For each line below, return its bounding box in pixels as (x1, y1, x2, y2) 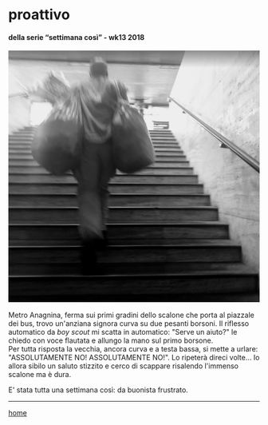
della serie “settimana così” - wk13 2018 (8, 32, 145, 42)
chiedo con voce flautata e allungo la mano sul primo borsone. (8, 336, 214, 345)
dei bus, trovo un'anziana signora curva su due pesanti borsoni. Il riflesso (8, 319, 250, 328)
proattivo (8, 6, 70, 24)
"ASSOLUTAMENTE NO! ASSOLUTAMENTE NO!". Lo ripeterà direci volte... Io (8, 353, 260, 363)
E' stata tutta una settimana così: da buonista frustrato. (8, 385, 189, 395)
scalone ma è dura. (8, 370, 72, 379)
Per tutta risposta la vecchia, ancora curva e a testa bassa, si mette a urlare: (8, 344, 258, 354)
